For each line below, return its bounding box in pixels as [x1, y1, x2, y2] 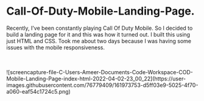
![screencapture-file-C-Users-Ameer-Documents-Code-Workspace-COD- [6, 68, 193, 75]
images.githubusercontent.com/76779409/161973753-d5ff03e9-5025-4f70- [6, 81, 199, 89]
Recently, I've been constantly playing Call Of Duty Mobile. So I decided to [6, 24, 193, 32]
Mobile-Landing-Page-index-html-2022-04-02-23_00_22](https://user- [6, 75, 186, 82]
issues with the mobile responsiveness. [6, 44, 105, 51]
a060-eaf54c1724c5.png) [6, 88, 71, 95]
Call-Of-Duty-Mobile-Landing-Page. [6, 4, 195, 18]
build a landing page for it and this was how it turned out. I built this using [6, 30, 191, 38]
